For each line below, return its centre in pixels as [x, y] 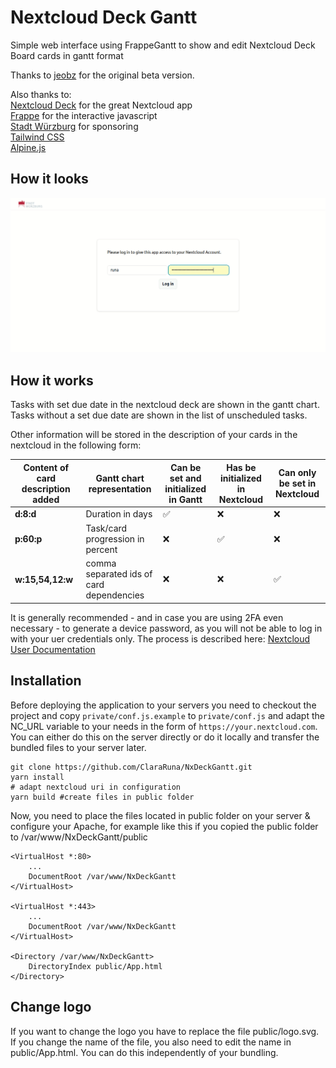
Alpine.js [28, 147]
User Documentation [53, 649]
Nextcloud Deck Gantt [104, 17]
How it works [52, 380]
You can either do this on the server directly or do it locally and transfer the [165, 737]
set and [185, 478]
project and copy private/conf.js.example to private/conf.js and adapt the [167, 715]
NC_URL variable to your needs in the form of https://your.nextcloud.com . [164, 726]
